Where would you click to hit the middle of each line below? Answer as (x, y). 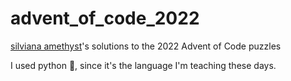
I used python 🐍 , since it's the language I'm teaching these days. (143, 65)
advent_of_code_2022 (105, 18)
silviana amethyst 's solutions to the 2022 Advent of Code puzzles (146, 46)
